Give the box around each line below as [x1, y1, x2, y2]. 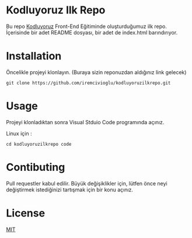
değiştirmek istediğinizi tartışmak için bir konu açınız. [6, 186, 133, 193]
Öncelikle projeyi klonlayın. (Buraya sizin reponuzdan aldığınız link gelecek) [6, 68, 187, 76]
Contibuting [6, 161, 65, 174]
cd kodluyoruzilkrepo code [6, 141, 72, 147]
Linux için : [6, 129, 32, 137]
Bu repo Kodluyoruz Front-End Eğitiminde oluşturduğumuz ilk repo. [6, 23, 167, 30]
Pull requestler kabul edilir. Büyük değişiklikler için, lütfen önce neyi [6, 180, 167, 187]
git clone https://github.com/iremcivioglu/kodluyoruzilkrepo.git [6, 80, 171, 86]
